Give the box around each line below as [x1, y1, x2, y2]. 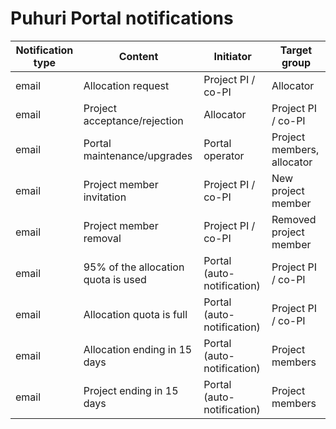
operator [203, 148, 245, 162]
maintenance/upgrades [83, 148, 193, 162]
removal [83, 231, 122, 245]
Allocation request [83, 78, 170, 92]
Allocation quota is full [83, 307, 188, 321]
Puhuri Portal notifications [10, 7, 234, 30]
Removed [271, 212, 317, 226]
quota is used [83, 272, 147, 286]
